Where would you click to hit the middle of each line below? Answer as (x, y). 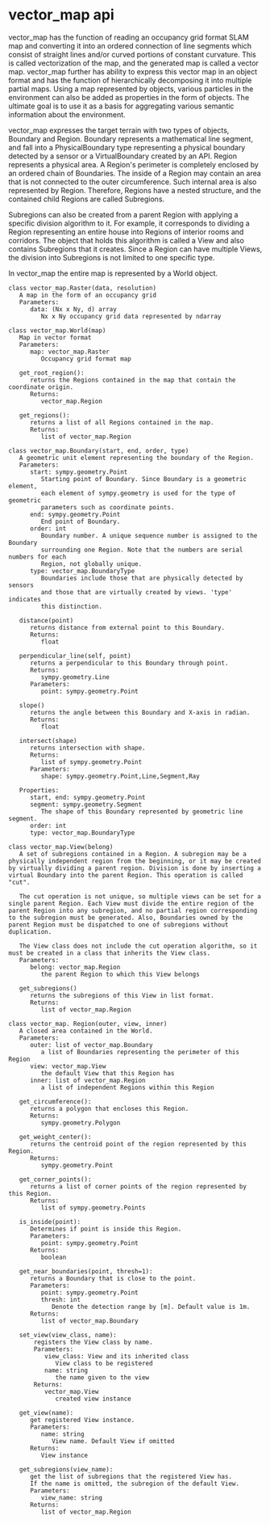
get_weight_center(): (55, 1137)
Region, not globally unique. (91, 564)
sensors (21, 585)
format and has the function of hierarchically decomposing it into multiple (130, 80)
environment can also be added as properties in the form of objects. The (129, 97)
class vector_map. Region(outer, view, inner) (88, 1024)
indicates (25, 599)
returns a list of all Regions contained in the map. (122, 422)
